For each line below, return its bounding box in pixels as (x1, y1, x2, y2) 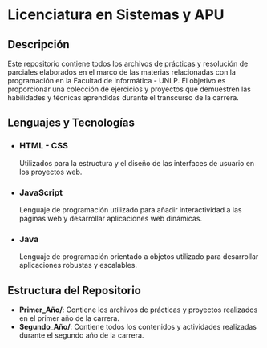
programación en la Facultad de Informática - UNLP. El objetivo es (7, 76, 226, 85)
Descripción (7, 38, 70, 51)
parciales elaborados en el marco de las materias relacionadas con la (7, 67, 236, 77)
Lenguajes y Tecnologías (7, 116, 136, 130)
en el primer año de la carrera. (18, 314, 119, 323)
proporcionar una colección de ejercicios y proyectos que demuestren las (7, 84, 252, 94)
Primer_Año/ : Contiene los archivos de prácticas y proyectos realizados (18, 305, 258, 314)
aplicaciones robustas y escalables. (18, 261, 138, 270)
